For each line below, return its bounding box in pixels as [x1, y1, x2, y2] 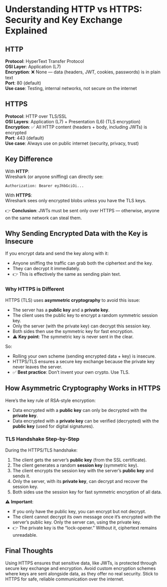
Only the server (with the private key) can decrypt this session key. [12, 323, 151, 329]
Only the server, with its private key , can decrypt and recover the [12, 478, 148, 484]
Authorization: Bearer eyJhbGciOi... [5, 183, 84, 188]
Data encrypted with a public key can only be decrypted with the [12, 407, 147, 413]
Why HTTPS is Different [5, 286, 64, 293]
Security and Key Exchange [5, 14, 123, 26]
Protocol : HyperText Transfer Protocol [5, 58, 84, 64]
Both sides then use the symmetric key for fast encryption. [12, 328, 134, 334]
